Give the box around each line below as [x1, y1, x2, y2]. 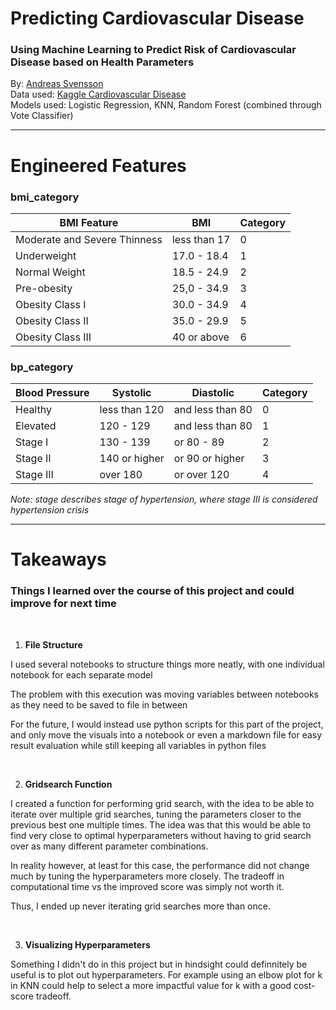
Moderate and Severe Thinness [15, 232, 163, 246]
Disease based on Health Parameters [10, 55, 195, 69]
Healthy [15, 403, 52, 417]
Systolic [111, 386, 152, 400]
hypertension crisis [10, 504, 90, 516]
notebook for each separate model [10, 668, 153, 681]
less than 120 [99, 403, 165, 417]
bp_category [10, 360, 74, 374]
